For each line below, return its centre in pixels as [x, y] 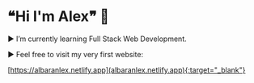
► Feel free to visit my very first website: [75, 54]
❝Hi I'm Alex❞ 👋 [59, 17]
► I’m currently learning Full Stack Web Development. [97, 39]
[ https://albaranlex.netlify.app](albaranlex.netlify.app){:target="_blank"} [127, 70]
